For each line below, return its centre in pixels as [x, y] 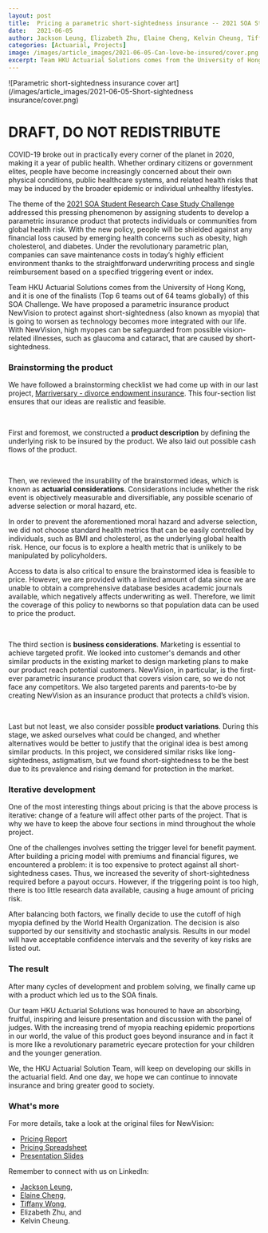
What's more [34, 1106]
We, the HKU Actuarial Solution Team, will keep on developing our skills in [130, 1068]
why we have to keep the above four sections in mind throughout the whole [132, 824]
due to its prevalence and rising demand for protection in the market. [121, 769]
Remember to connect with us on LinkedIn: [79, 1171]
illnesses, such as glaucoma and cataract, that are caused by [133, 338]
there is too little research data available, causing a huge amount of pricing [131, 890]
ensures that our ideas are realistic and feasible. [87, 402]
